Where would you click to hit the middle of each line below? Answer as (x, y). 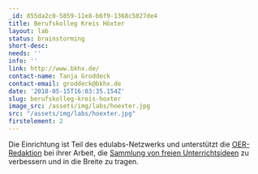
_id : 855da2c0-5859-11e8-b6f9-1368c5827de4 (83, 16)
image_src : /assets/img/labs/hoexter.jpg (80, 106)
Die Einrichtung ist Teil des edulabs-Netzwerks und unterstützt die (119, 144)
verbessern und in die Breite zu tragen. (74, 161)
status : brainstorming (47, 38)
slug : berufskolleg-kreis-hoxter (65, 99)
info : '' (23, 62)
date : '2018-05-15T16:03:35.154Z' (67, 91)
